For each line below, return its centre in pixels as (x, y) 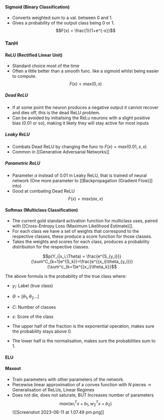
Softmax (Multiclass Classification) (41, 210)
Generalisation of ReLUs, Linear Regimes (53, 390)
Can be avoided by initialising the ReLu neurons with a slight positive (81, 118)
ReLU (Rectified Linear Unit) (34, 55)
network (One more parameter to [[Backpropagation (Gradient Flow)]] (82, 181)
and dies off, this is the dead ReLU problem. (56, 113)
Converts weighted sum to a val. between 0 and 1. (62, 18)
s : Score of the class (33, 317)
